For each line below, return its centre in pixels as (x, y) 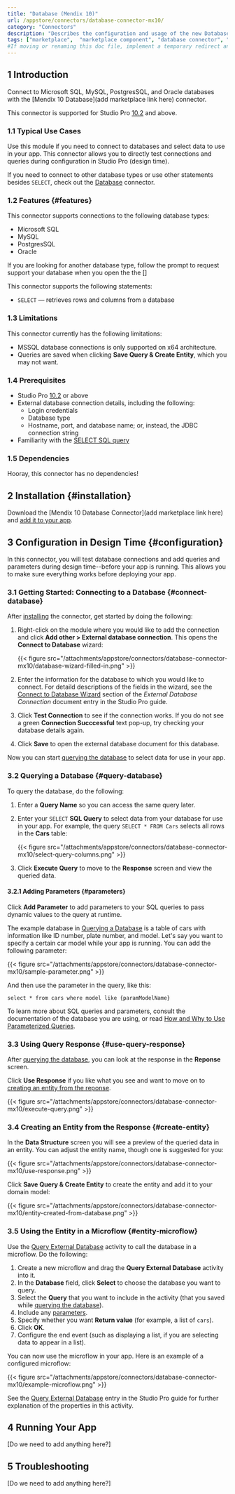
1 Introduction (38, 75)
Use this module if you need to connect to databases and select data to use (116, 146)
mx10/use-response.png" (44, 1171)
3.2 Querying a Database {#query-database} (85, 776)
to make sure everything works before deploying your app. (92, 574)
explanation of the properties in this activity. (71, 1406)
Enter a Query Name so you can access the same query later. (106, 805)
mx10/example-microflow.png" (51, 1384)
